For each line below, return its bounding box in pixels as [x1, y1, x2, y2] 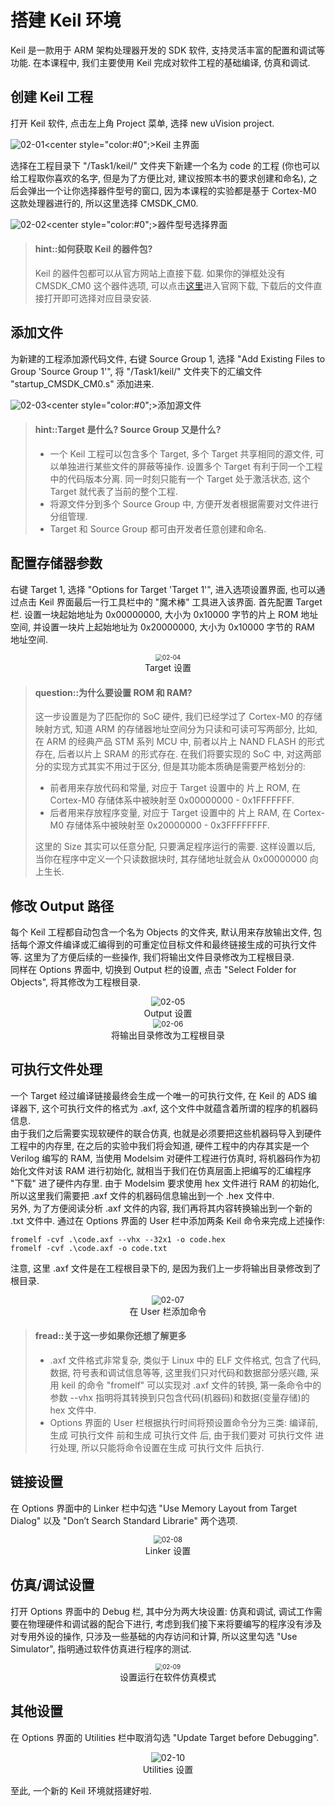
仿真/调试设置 [10, 1577, 95, 1594]
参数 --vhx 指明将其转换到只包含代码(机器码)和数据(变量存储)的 [49, 1392, 310, 1403]
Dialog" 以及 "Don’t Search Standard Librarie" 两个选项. [10, 1514, 238, 1526]
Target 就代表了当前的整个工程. [49, 485, 178, 497]
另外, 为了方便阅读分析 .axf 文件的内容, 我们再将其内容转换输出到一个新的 [10, 1202, 313, 1214]
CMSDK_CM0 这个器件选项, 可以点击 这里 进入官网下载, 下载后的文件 [34, 279, 314, 291]
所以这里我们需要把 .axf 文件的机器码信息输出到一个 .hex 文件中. [10, 1189, 275, 1201]
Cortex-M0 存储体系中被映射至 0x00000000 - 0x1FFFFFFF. [49, 794, 295, 806]
